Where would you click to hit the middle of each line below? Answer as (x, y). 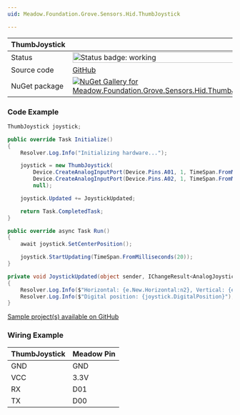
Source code (32, 70)
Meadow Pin (94, 354)
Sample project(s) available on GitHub (63, 317)
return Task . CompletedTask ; (62, 211)
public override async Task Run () (59, 231)
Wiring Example (36, 335)
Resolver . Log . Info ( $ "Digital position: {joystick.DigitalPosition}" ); (127, 296)
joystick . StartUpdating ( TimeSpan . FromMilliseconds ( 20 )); (107, 257)
